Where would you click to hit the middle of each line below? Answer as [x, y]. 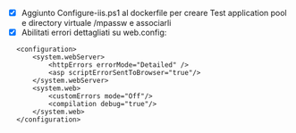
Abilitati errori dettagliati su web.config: [94, 33]
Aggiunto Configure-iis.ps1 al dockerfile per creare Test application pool [154, 13]
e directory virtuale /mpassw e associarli [96, 23]
